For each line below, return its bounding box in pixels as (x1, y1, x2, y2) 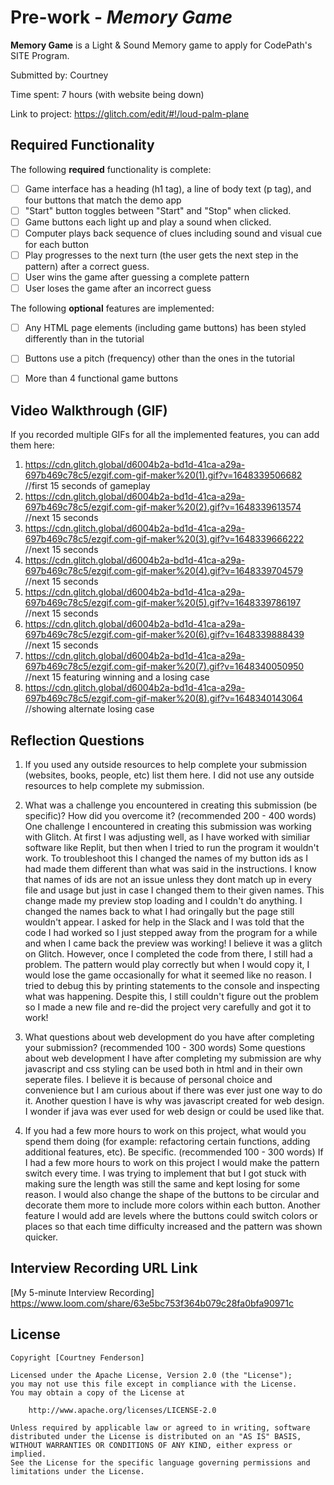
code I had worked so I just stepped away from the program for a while (24, 927, 318, 938)
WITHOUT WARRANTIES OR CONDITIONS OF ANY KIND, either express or (10, 1440, 293, 1450)
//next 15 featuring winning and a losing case (24, 671, 210, 683)
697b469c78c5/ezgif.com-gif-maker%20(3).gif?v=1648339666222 (24, 533, 305, 545)
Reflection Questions (10, 732, 145, 749)
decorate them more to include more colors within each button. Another (24, 1199, 321, 1211)
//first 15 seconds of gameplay (24, 480, 151, 492)
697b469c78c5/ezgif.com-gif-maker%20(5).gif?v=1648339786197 (24, 597, 302, 609)
